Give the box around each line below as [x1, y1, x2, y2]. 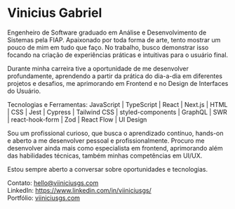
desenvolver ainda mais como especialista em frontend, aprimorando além [7, 144, 223, 152]
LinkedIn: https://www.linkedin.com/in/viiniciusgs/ [7, 186, 152, 194]
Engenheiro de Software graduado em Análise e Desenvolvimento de [7, 28, 207, 37]
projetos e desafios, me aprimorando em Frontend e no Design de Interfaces [7, 79, 229, 87]
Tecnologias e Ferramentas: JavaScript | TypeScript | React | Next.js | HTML [7, 100, 228, 108]
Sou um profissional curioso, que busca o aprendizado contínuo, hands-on [7, 129, 224, 137]
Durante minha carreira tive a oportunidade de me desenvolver [7, 64, 189, 72]
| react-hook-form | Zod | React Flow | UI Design [7, 115, 147, 124]
